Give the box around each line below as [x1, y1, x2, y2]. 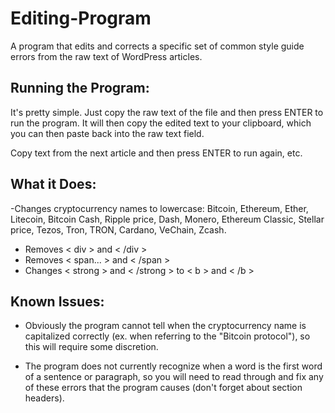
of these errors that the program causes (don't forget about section [24, 382, 303, 394]
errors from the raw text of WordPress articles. [10, 50, 203, 62]
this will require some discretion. [24, 341, 159, 353]
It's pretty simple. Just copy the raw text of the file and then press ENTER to [10, 106, 324, 118]
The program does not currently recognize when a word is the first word [24, 360, 323, 372]
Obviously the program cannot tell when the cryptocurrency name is [24, 320, 307, 332]
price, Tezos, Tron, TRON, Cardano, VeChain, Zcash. [10, 223, 227, 236]
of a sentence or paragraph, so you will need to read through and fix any [24, 371, 324, 383]
